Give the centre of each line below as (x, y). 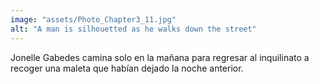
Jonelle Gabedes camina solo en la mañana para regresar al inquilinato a (160, 57)
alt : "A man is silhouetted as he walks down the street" (133, 29)
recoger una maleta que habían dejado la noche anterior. (127, 68)
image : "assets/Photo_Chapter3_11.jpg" (93, 19)
